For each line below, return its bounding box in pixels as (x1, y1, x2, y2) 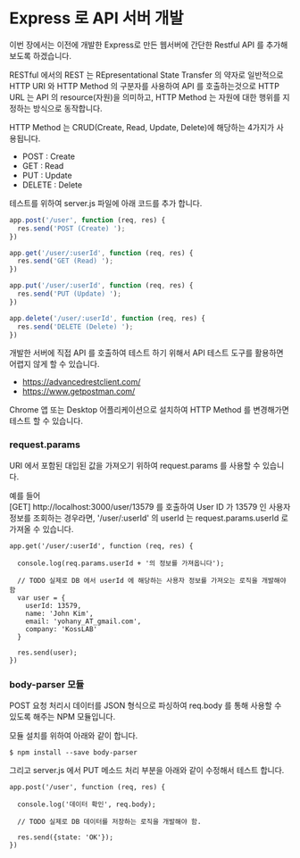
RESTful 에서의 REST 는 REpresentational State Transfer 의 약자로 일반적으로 (9, 69, 284, 80)
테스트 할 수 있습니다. (9, 416, 83, 427)
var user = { (17, 593, 66, 603)
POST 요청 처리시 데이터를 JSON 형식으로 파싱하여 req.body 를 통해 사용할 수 (9, 700, 282, 711)
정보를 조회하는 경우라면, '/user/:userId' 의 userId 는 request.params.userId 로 (9, 512, 288, 523)
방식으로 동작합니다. (32, 103, 103, 113)
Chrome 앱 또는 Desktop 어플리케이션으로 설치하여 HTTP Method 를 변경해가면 (9, 404, 290, 415)
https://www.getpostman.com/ (21, 386, 136, 397)
